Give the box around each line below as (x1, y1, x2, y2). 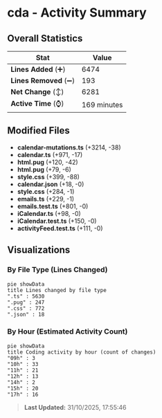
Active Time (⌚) (10, 99, 64, 108)
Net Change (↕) (10, 87, 64, 96)
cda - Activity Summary (7, 5, 147, 21)
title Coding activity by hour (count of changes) (7, 348, 156, 356)
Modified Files (7, 125, 71, 136)
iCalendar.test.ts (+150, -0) (17, 217, 97, 225)
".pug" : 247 (7, 299, 45, 306)
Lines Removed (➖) (10, 76, 75, 85)
